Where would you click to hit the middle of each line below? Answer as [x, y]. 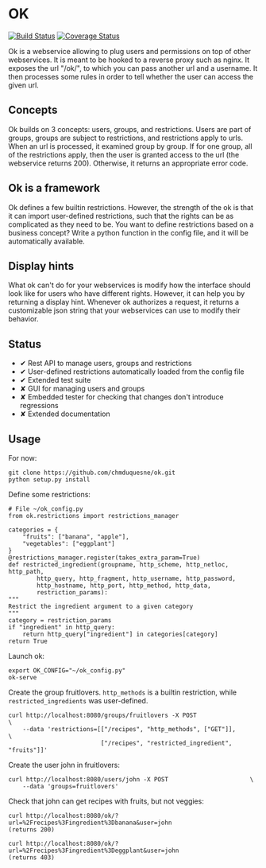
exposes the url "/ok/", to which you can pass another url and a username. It [133, 68]
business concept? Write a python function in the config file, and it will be [128, 232]
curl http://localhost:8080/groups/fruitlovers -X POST [102, 715]
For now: [23, 458]
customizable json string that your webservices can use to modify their [124, 310]
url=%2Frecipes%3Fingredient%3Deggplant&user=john [94, 850]
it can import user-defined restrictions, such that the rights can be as [121, 216]
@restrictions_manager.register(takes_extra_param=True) [104, 558]
